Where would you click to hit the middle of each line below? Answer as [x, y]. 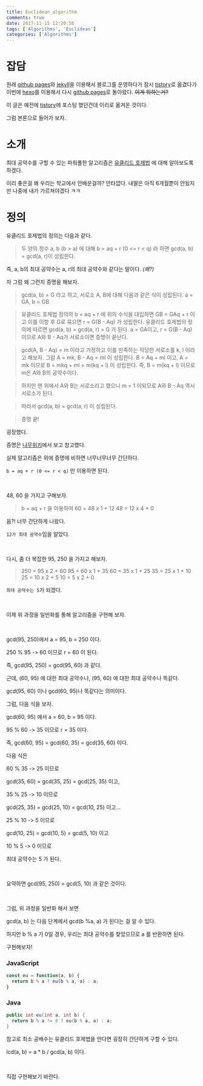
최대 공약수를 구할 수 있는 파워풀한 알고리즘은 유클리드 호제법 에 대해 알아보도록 [100, 163]
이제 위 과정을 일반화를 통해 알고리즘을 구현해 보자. [66, 614]
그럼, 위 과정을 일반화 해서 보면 [43, 908]
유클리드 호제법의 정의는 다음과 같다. [49, 235]
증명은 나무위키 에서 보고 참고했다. [46, 445]
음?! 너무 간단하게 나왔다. [36, 521]
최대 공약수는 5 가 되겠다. [34, 589]
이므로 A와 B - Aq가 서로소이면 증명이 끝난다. [75, 337]
